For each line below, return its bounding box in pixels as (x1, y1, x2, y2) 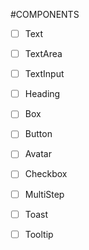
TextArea (24, 48, 63, 60)
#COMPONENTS (10, 9, 80, 20)
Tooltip (24, 228, 54, 240)
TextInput (24, 68, 65, 80)
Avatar (24, 148, 52, 160)
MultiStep (24, 188, 65, 200)
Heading (24, 88, 61, 100)
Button (24, 128, 53, 140)
